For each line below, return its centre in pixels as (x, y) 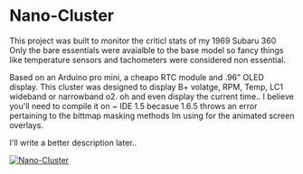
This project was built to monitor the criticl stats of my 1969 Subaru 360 (143, 41)
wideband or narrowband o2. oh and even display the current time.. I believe (151, 96)
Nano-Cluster (62, 16)
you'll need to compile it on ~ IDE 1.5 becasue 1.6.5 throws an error (133, 105)
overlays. (26, 125)
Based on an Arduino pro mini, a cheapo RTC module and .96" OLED (137, 77)
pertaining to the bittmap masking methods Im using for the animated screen (152, 115)
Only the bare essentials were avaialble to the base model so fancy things (147, 50)
